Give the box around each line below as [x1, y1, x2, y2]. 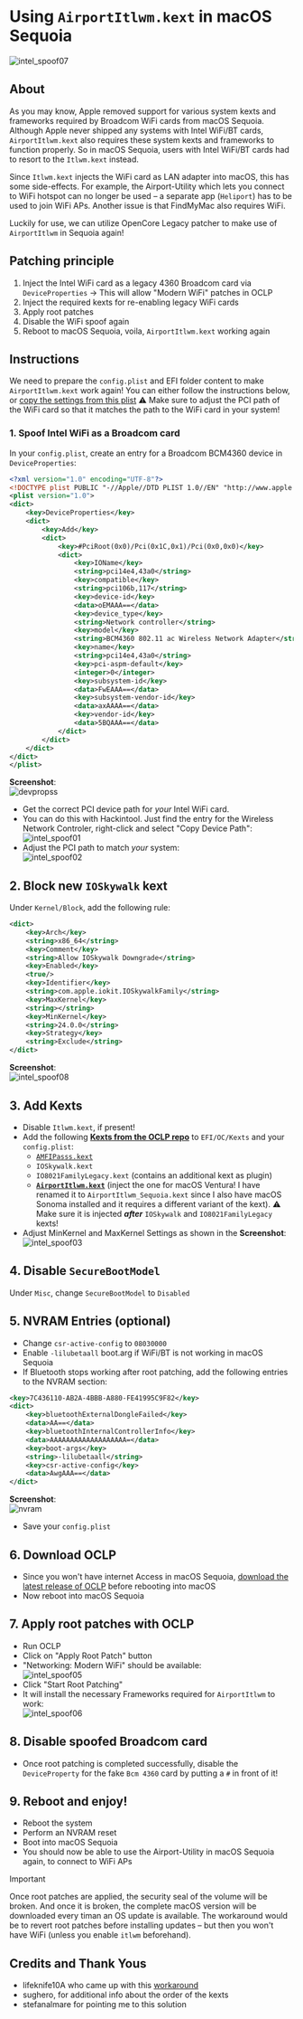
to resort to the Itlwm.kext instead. [9, 154, 140, 165]
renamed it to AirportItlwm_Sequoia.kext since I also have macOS [35, 1189, 282, 1200]
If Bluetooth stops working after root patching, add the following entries [22, 1366, 289, 1377]
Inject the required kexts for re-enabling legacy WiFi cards [22, 297, 239, 307]
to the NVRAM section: [22, 1376, 108, 1387]
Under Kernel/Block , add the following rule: [9, 902, 171, 913]
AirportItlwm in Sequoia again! [9, 227, 124, 238]
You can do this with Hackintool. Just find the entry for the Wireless [22, 814, 274, 825]
